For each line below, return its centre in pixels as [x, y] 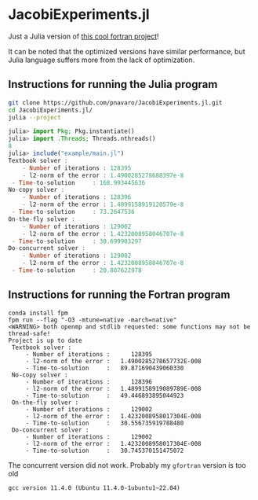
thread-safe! [29, 333]
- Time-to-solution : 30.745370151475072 [105, 450]
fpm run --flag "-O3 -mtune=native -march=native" [93, 320]
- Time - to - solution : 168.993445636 [78, 182]
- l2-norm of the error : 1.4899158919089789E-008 [113, 388]
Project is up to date [45, 340]
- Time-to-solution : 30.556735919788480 [105, 423]
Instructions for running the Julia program [113, 85]
